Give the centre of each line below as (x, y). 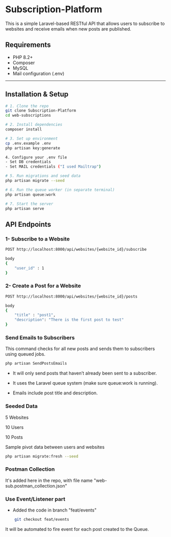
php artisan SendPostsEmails (36, 364)
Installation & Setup (37, 95)
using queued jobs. (25, 354)
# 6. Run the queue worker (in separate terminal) (60, 190)
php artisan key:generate (33, 148)
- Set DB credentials (28, 162)
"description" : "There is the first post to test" (69, 320)
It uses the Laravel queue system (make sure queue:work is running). (85, 383)
